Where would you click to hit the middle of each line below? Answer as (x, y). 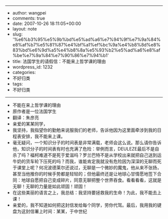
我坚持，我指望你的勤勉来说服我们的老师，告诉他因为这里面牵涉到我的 (85, 130)
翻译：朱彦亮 (25, 117)
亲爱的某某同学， (30, 124)
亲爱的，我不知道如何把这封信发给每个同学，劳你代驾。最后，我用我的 (85, 205)
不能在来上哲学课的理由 (36, 105)
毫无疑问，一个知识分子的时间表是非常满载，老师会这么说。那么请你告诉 (87, 142)
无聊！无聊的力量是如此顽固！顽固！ (50, 186)
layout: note (24, 29)
